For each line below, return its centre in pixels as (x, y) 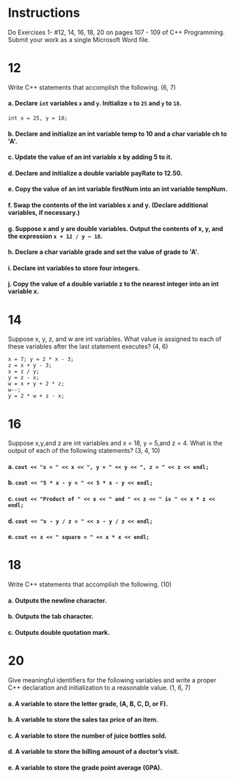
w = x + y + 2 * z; (36, 384)
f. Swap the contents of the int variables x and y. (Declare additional (108, 205)
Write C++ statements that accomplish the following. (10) (90, 584)
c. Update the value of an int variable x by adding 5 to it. (90, 157)
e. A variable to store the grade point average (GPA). (85, 767)
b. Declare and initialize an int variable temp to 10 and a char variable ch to (118, 134)
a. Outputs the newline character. (58, 601)
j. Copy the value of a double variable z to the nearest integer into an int (114, 284)
